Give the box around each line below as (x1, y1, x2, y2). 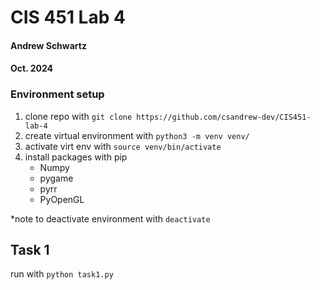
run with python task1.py (10, 268, 114, 280)
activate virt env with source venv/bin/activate (24, 140, 222, 152)
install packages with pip (24, 151, 128, 163)
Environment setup (10, 87, 105, 101)
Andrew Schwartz (10, 39, 87, 51)
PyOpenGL (39, 193, 85, 205)
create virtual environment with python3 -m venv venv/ (24, 129, 250, 141)
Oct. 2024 (10, 62, 54, 75)
